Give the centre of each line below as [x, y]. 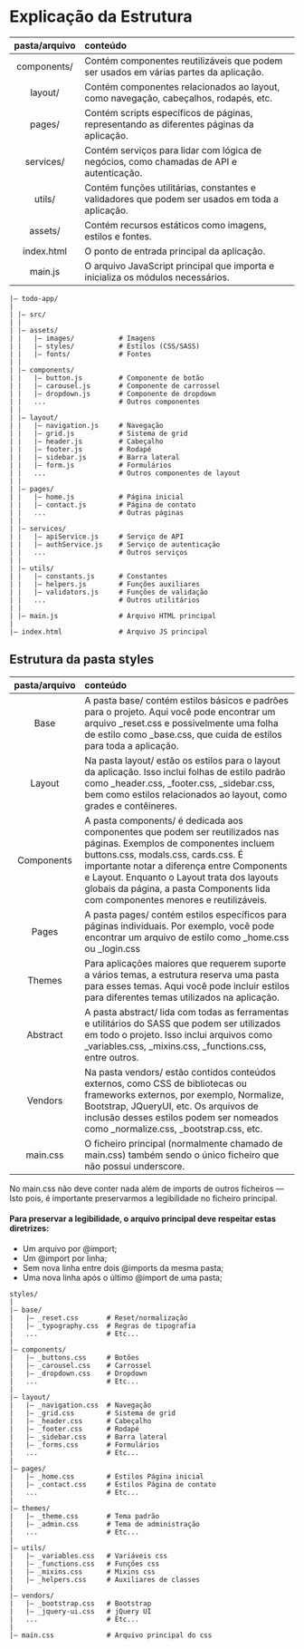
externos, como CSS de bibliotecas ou [166, 1083]
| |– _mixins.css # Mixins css [82, 1571]
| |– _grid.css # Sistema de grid [93, 1413]
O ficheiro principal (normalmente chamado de [184, 1143]
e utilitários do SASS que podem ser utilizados [183, 1023]
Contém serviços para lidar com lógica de [173, 150]
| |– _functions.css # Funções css [85, 1564]
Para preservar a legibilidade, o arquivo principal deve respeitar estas [143, 1219]
